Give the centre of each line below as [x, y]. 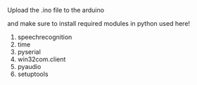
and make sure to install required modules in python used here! [99, 23]
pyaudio [29, 67]
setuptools [33, 74]
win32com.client [42, 59]
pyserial [29, 52]
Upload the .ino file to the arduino [56, 10]
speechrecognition [45, 37]
